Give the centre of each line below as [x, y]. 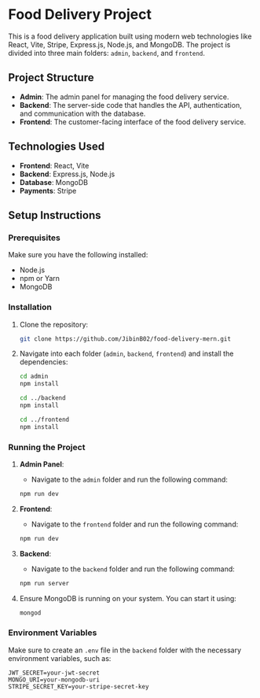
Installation [30, 307]
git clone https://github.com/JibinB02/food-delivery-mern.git [125, 339]
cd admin [34, 377]
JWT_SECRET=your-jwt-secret [54, 673]
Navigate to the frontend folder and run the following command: [135, 524]
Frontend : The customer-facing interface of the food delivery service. [133, 122]
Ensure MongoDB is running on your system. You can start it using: [128, 598]
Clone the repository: [54, 324]
